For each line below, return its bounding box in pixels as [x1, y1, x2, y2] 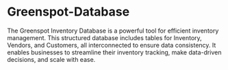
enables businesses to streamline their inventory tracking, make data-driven [7, 48, 222, 56]
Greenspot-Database [7, 4, 130, 20]
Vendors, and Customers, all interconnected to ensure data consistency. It [7, 41, 216, 49]
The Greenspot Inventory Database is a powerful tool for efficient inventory [7, 27, 219, 35]
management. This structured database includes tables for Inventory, [7, 33, 202, 41]
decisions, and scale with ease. [7, 55, 96, 63]
